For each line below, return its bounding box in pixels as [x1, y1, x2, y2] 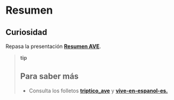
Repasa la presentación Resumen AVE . [5, 43, 101, 50]
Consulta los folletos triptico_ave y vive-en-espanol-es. [28, 87, 168, 94]
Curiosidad [5, 27, 47, 37]
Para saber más [20, 72, 79, 82]
